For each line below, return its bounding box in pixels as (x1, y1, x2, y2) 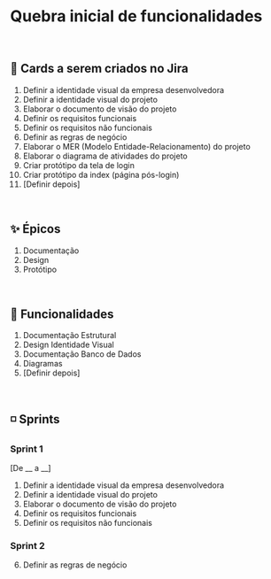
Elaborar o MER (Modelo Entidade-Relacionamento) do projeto (22, 141, 251, 151)
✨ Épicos (10, 221, 61, 236)
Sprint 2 (10, 539, 45, 552)
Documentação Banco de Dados (22, 349, 142, 359)
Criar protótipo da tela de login (22, 159, 135, 170)
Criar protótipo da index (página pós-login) (22, 169, 180, 180)
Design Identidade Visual (22, 339, 114, 351)
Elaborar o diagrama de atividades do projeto (22, 151, 189, 161)
